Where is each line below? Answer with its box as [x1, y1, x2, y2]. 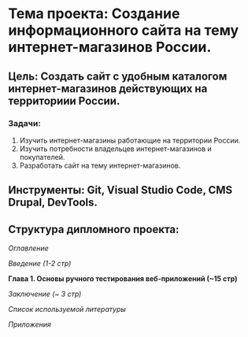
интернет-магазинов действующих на [8, 82, 208, 95]
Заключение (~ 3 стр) [8, 289, 82, 299]
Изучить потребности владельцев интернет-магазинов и [19, 143, 213, 154]
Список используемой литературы [8, 305, 126, 314]
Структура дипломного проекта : [8, 222, 180, 236]
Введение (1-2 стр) [8, 259, 72, 268]
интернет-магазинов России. [8, 39, 212, 56]
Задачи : [8, 117, 41, 128]
